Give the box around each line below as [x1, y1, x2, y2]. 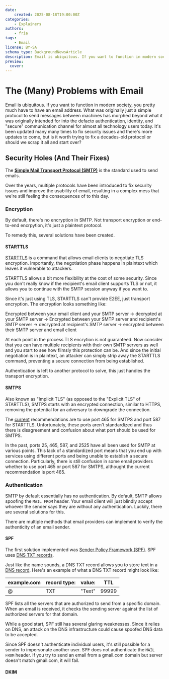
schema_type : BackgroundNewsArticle [5, 49, 82, 54]
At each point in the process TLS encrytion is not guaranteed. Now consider [5, 337, 163, 343]
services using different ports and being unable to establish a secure [5, 452, 148, 459]
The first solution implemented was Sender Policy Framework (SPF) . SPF [5, 547, 156, 553]
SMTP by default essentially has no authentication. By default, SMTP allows [5, 493, 162, 499]
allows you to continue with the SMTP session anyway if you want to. [5, 286, 148, 292]
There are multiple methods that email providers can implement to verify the [5, 518, 163, 524]
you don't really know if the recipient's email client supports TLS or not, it [5, 280, 157, 287]
